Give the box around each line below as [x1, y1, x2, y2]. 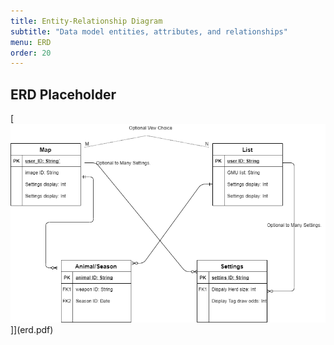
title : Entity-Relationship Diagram [10, 16, 163, 26]
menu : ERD [10, 37, 52, 47]
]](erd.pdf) [10, 323, 54, 335]
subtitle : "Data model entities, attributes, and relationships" [10, 26, 288, 37]
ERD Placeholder [10, 86, 117, 103]
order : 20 [10, 48, 52, 58]
